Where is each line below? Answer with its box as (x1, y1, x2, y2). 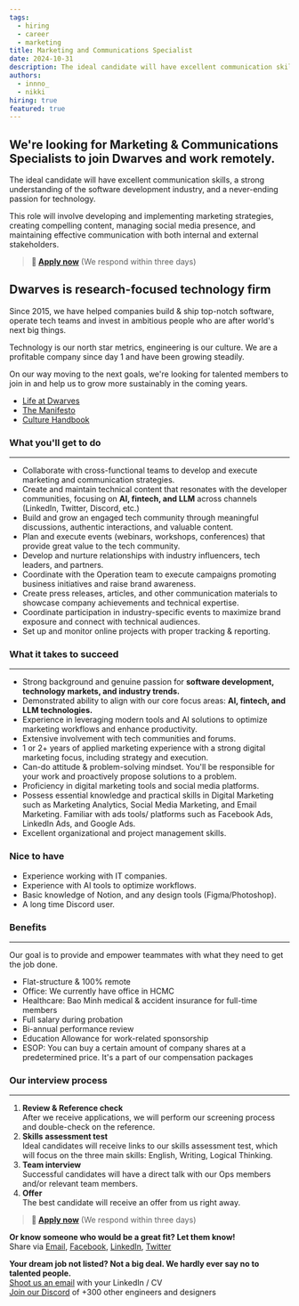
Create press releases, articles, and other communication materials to (21, 588, 278, 599)
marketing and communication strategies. (21, 475, 175, 485)
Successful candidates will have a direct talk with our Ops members (21, 1169, 271, 1180)
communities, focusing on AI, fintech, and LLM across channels (21, 493, 258, 504)
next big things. (9, 324, 67, 335)
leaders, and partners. (21, 560, 104, 571)
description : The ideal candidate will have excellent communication (9, 63, 273, 72)
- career (17, 29, 50, 38)
